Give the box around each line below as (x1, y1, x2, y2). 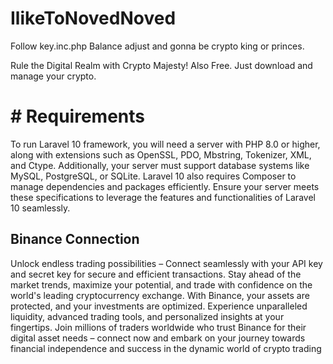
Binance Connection (10, 231, 140, 248)
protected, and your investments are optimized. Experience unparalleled (10, 300, 308, 312)
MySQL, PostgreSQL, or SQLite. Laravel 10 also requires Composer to (10, 170, 297, 182)
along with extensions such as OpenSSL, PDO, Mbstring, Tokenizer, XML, (10, 148, 312, 161)
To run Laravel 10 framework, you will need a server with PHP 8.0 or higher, (10, 138, 321, 150)
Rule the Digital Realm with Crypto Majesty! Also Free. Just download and (10, 59, 313, 71)
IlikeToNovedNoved (10, 7, 177, 30)
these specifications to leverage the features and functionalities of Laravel (10, 191, 316, 203)
